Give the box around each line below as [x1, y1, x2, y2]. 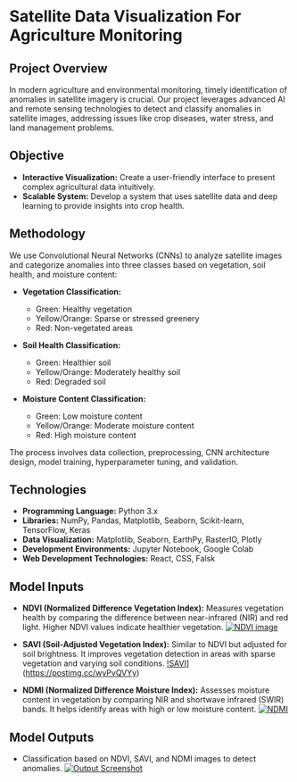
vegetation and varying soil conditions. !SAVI [21, 658, 187, 669]
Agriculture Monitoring [9, 25, 183, 46]
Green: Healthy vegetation [35, 304, 132, 314]
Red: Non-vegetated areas [35, 322, 134, 333]
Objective [9, 148, 65, 163]
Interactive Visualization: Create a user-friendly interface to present [21, 171, 276, 182]
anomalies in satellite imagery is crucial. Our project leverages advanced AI [9, 94, 285, 104]
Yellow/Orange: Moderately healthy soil [35, 366, 181, 377]
